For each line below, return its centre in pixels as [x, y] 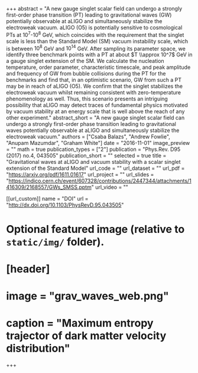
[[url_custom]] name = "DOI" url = [47, 199]
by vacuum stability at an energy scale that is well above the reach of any [95, 112]
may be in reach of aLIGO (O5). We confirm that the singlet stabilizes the [95, 86]
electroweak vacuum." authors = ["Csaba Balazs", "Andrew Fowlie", [88, 137]
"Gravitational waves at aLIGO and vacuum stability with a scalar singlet [94, 162]
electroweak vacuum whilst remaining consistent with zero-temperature [94, 93]
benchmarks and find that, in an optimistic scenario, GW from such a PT [94, 80]
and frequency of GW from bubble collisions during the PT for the [86, 74]
